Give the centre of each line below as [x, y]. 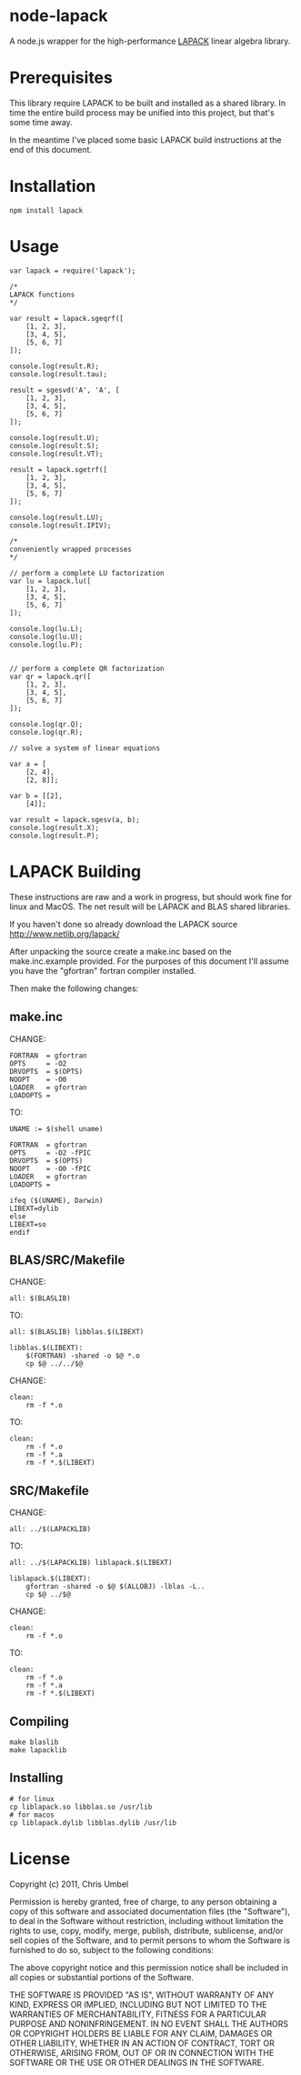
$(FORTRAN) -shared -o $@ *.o [83, 1356]
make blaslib [34, 1742]
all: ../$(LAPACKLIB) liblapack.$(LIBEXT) [91, 1563]
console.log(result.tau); [58, 374]
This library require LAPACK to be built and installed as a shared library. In [148, 103]
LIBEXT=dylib [34, 1208]
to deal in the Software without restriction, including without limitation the [146, 1920]
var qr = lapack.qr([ [50, 677]
